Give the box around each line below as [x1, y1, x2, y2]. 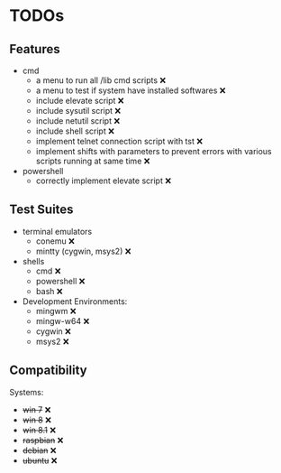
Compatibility [9, 363, 87, 378]
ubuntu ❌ [22, 455, 58, 466]
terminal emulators [22, 226, 93, 236]
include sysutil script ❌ [35, 106, 122, 116]
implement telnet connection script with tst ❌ [35, 136, 204, 146]
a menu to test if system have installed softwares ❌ [35, 85, 226, 96]
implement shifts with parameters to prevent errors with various [35, 146, 272, 156]
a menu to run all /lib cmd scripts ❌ [35, 75, 167, 86]
